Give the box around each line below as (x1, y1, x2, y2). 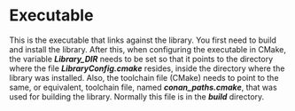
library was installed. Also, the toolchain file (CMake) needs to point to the (9, 72, 279, 83)
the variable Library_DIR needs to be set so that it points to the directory (9, 53, 274, 64)
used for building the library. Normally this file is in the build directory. (9, 91, 265, 102)
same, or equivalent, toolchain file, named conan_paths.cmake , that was (9, 82, 277, 92)
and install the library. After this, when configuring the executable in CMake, (9, 44, 286, 54)
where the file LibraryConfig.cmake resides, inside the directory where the (9, 63, 285, 74)
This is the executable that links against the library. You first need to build (9, 35, 277, 45)
